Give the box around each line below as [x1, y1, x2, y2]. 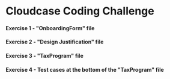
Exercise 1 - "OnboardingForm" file [5, 24, 95, 31]
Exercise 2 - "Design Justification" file [5, 38, 104, 46]
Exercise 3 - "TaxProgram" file [5, 52, 83, 59]
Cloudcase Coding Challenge [5, 4, 154, 18]
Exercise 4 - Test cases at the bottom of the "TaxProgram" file [5, 66, 165, 73]
